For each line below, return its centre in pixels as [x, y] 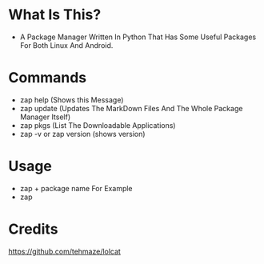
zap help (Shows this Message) [72, 100]
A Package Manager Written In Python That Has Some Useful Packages [138, 37]
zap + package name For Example [76, 188]
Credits [33, 229]
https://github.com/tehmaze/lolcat [65, 251]
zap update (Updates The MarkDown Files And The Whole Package [131, 108]
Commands [48, 78]
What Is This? [55, 15]
